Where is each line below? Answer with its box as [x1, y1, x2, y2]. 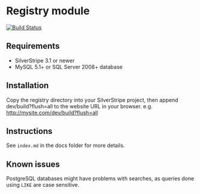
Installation [6, 80, 49, 90]
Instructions [6, 126, 53, 136]
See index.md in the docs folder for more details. [6, 142, 125, 149]
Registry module [6, 4, 90, 18]
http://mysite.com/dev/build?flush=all [6, 109, 99, 116]
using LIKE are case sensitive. [6, 182, 79, 189]
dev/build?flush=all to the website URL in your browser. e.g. [6, 102, 153, 109]
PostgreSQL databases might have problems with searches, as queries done [6, 175, 195, 182]
